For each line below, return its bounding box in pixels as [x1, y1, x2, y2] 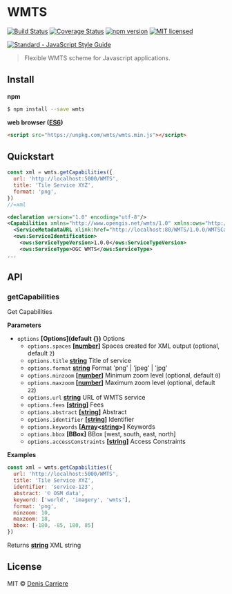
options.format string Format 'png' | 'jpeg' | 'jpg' [27, 364, 168, 372]
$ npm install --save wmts [7, 105, 85, 113]
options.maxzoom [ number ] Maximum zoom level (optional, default [27, 378, 215, 387]
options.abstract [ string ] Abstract [27, 408, 127, 416]
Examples [7, 451, 37, 459]
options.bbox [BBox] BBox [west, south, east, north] [27, 430, 176, 438]
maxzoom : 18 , [13, 516, 51, 523]
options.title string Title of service [27, 357, 132, 365]
